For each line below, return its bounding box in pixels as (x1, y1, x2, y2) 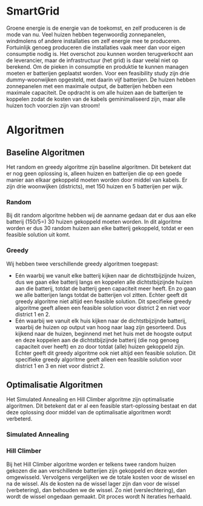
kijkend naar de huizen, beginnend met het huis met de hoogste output (15, 330, 192, 337)
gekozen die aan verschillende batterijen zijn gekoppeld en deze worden (6, 467, 188, 474)
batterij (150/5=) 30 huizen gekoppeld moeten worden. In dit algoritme (6, 218, 182, 225)
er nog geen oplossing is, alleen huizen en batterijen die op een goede (6, 169, 182, 177)
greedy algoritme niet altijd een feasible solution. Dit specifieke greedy (15, 298, 192, 305)
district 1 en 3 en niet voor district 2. (15, 362, 105, 369)
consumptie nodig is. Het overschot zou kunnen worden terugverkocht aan (6, 50, 194, 57)
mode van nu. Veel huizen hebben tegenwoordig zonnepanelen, (6, 30, 166, 38)
